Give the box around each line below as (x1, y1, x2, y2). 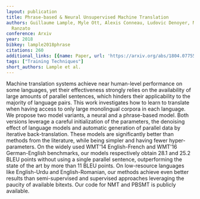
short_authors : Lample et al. (6, 64, 82, 70)
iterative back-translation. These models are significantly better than (6, 131, 174, 138)
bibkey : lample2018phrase (6, 42, 70, 48)
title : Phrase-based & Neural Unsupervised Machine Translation (6, 14, 169, 20)
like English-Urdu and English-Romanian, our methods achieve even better (6, 169, 189, 176)
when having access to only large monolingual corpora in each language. (6, 105, 186, 113)
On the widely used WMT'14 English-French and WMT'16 (37, 143, 177, 150)
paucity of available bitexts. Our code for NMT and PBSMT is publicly (6, 181, 176, 188)
